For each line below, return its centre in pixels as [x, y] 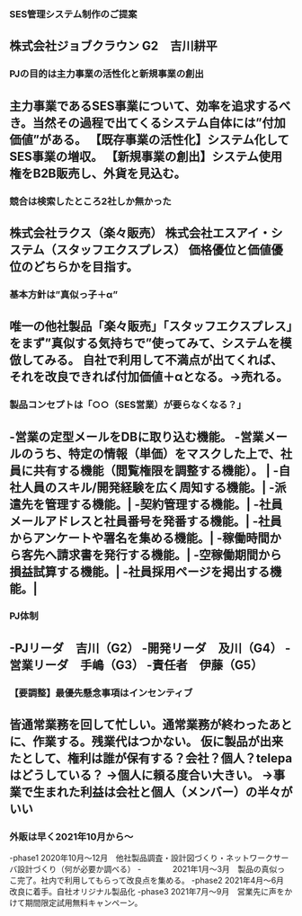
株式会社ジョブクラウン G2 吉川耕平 [113, 46]
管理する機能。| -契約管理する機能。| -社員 [164, 504]
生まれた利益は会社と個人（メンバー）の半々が [163, 792]
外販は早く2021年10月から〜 [71, 837]
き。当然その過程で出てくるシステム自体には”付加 [147, 123]
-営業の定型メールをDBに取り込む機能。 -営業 [137, 436]
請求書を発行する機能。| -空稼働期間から [169, 555]
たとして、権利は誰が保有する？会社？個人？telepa [151, 758]
